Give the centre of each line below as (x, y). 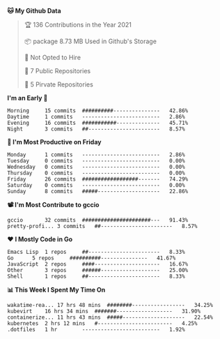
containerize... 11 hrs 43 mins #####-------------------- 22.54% (110, 317)
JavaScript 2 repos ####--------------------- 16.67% (98, 264)
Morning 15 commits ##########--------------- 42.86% (98, 111)
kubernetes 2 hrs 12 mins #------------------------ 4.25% (102, 324)
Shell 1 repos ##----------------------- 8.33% (96, 276)
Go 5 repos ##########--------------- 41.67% (92, 258)
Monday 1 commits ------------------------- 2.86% (96, 155)
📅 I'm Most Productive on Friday (54, 142)
